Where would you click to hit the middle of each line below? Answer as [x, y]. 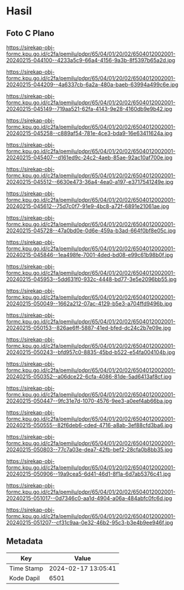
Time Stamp [26, 568]
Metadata [25, 541]
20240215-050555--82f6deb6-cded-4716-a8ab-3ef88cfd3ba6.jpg [89, 425]
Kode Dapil [25, 578]
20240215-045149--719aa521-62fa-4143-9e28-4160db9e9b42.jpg [89, 109]
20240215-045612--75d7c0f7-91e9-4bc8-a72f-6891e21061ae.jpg [88, 206]
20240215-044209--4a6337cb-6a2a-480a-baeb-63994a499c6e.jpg [92, 84]
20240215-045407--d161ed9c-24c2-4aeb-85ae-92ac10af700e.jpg [89, 158]
